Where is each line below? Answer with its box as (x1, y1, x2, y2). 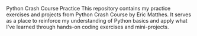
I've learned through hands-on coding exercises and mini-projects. (6, 23, 170, 30)
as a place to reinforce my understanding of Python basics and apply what (6, 17, 188, 24)
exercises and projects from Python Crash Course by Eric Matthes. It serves (6, 11, 191, 18)
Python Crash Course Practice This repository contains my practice (6, 5, 171, 12)
